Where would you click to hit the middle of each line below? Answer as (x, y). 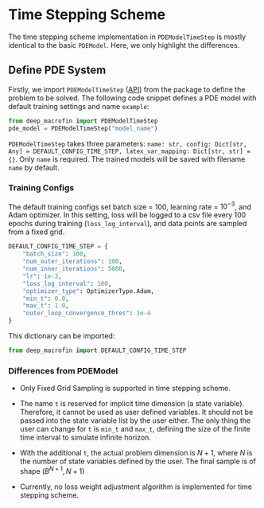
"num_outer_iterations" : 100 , (73, 262)
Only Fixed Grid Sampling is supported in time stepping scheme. (125, 389)
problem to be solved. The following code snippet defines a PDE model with (132, 98)
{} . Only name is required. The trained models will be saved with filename (127, 159)
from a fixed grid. (37, 232)
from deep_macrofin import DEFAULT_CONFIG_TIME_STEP (97, 351)
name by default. (34, 167)
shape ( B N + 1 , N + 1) (52, 470)
